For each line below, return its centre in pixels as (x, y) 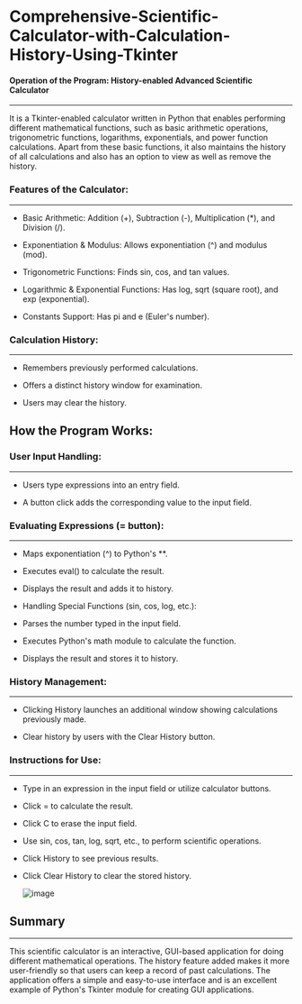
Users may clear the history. (75, 402)
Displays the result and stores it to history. (100, 658)
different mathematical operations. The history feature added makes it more (150, 961)
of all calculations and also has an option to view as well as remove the (140, 157)
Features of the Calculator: (69, 189)
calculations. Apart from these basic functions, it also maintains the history (147, 147)
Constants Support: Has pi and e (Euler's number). (115, 316)
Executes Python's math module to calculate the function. (129, 641)
